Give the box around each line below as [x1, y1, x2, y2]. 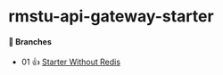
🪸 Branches [8, 36, 53, 46]
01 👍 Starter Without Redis [21, 56, 121, 68]
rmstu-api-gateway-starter [8, 6, 215, 27]
